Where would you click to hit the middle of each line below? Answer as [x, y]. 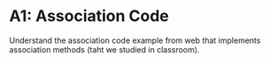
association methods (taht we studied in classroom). [104, 49]
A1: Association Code [89, 16]
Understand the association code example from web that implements [135, 40]
